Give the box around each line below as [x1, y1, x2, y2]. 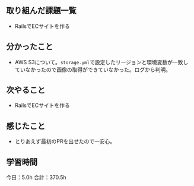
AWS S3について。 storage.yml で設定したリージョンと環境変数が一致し [14, 58, 189, 65]
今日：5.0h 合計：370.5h [6, 174, 66, 181]
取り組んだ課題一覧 [6, 5, 77, 16]
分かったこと [6, 42, 53, 52]
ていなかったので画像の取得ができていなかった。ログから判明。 [14, 66, 171, 73]
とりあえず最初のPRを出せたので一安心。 [14, 138, 116, 145]
